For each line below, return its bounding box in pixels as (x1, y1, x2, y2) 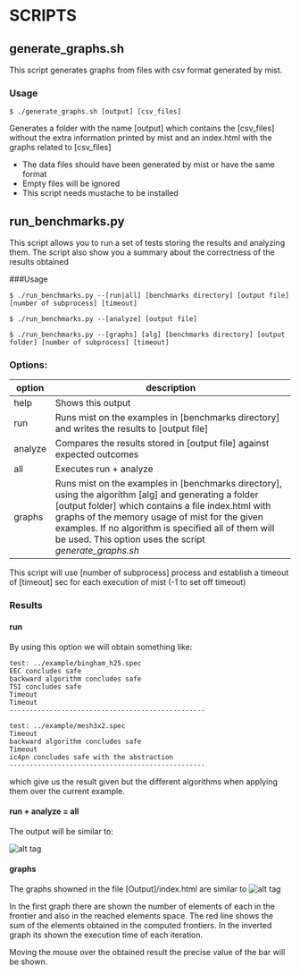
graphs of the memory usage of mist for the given (54, 511, 263, 523)
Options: (9, 359, 48, 371)
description (146, 382, 196, 394)
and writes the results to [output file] (54, 422, 208, 435)
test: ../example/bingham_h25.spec (9, 658, 142, 667)
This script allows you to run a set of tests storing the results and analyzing (9, 238, 286, 249)
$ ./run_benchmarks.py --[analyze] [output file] (9, 315, 198, 324)
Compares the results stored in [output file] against (54, 437, 270, 450)
